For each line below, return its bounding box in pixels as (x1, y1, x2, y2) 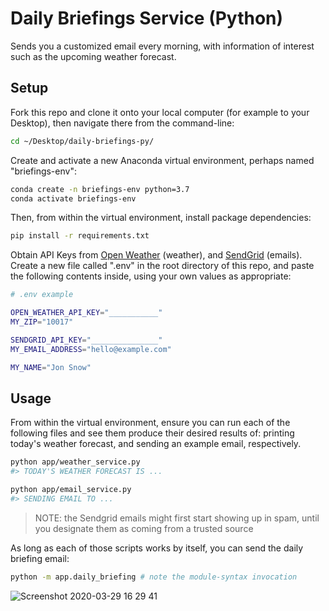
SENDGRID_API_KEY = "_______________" (10, 335, 163, 345)
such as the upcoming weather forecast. (10, 50, 177, 62)
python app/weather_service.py (10, 457, 141, 467)
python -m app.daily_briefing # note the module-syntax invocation (10, 572, 298, 582)
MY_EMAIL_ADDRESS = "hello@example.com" (10, 344, 172, 354)
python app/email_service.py (10, 485, 132, 495)
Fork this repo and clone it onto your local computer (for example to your (10, 106, 310, 118)
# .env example (10, 290, 74, 300)
